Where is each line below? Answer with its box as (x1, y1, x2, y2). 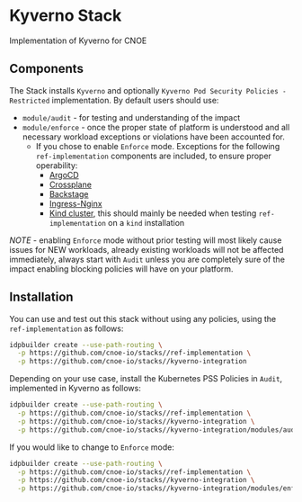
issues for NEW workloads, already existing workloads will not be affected (9, 244, 284, 255)
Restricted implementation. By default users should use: (9, 94, 219, 105)
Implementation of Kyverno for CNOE (9, 35, 147, 46)
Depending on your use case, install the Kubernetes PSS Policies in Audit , (9, 373, 283, 384)
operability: (35, 159, 78, 171)
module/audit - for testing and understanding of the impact (22, 112, 241, 122)
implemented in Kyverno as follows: (9, 383, 141, 394)
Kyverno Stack (9, 5, 122, 26)
